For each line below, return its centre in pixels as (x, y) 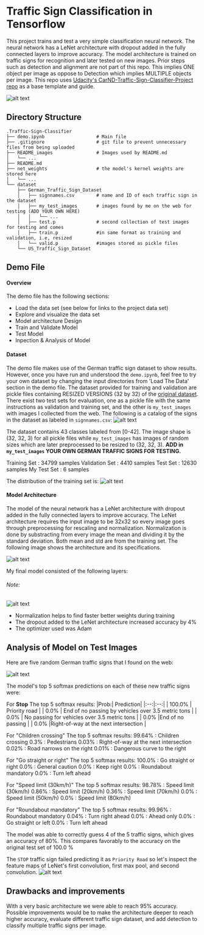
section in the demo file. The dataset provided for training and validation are (101, 387)
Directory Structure (44, 117)
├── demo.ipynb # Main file (66, 136)
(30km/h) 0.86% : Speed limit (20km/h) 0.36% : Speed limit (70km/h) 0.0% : (102, 791)
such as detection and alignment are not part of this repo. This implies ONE (100, 67)
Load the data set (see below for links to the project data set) (92, 308)
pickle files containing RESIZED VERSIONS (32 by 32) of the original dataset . (102, 393)
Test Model (29, 334)
